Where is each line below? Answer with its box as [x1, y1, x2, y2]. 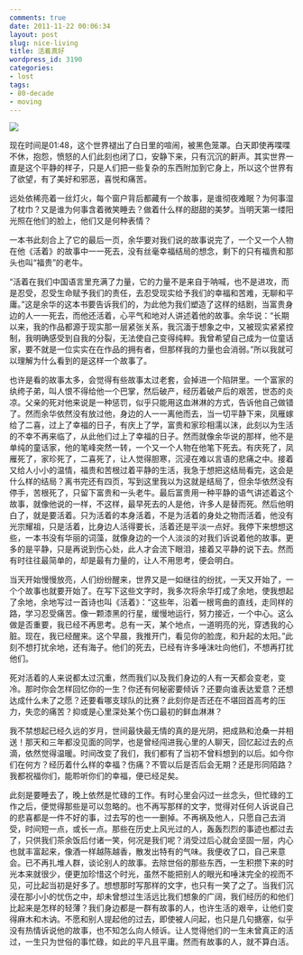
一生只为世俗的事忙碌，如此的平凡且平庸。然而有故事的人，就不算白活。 [24, 936, 294, 948]
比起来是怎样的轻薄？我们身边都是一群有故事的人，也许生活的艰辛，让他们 [9, 903, 286, 913]
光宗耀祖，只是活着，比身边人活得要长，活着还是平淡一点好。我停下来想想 [9, 521, 286, 533]
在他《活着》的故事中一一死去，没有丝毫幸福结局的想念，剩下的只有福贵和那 [9, 246, 294, 257]
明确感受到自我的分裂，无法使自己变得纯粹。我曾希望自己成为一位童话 [32, 333, 294, 344]
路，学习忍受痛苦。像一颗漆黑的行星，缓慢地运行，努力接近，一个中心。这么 [9, 608, 294, 619]
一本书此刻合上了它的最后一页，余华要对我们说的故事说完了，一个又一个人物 [9, 235, 294, 246]
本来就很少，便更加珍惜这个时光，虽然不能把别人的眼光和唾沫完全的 [16, 868, 271, 880]
